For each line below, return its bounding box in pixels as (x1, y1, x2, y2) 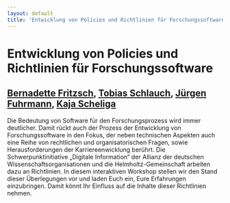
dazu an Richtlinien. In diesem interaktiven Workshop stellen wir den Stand (7, 167, 218, 175)
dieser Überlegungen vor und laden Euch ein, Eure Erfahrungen (7, 174, 187, 182)
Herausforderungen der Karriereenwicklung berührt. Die (7, 145, 166, 154)
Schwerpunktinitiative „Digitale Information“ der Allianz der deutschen (7, 152, 204, 161)
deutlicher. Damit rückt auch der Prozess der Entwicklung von (7, 124, 181, 132)
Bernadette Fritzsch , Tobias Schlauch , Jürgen (7, 87, 207, 99)
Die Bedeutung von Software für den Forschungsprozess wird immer (7, 116, 201, 124)
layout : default (7, 10, 53, 17)
